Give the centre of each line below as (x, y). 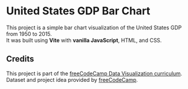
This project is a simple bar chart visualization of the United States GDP (94, 27)
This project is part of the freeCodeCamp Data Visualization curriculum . (94, 73)
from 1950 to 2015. (29, 33)
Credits (20, 59)
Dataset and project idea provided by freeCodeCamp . (72, 79)
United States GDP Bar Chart (78, 11)
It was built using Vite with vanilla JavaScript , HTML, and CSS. (84, 40)
